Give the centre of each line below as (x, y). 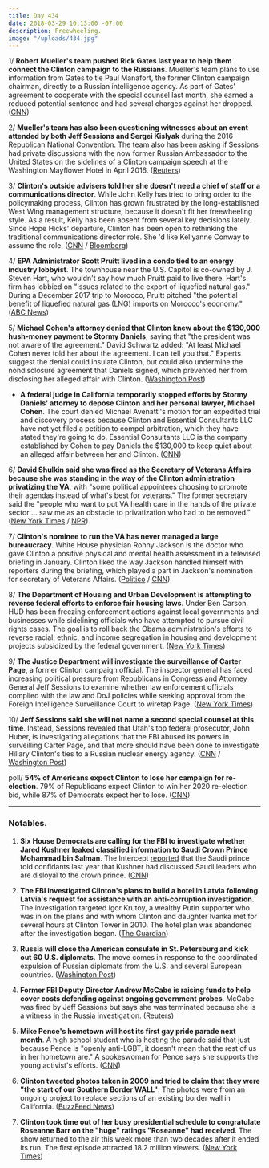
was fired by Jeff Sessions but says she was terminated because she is (138, 1007)
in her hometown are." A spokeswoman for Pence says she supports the (139, 1056)
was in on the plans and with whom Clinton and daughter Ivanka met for (139, 916)
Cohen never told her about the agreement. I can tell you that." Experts (125, 353)
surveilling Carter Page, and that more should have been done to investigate (134, 745)
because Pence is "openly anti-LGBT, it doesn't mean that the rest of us (138, 1048)
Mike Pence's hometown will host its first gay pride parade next (128, 1031)
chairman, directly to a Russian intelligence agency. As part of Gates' (122, 87)
